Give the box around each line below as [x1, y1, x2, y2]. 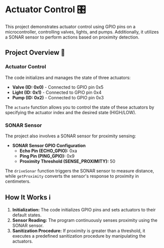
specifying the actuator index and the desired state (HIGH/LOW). [5, 109, 136, 115]
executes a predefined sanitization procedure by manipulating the [12, 233, 146, 239]
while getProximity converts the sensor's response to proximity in [5, 173, 139, 179]
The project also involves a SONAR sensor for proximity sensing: [5, 133, 136, 139]
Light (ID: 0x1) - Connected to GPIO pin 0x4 [12, 89, 102, 95]
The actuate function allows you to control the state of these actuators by [5, 104, 154, 110]
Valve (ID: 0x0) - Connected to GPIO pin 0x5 [12, 84, 104, 90]
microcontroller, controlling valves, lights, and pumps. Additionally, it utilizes [5, 29, 159, 35]
